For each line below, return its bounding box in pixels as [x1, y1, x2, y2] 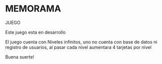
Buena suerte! [5, 53, 34, 60]
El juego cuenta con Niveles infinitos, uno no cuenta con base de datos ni [5, 38, 157, 45]
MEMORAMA [5, 3, 61, 14]
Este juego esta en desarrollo [5, 29, 66, 35]
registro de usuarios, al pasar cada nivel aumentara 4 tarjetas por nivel [5, 44, 152, 50]
